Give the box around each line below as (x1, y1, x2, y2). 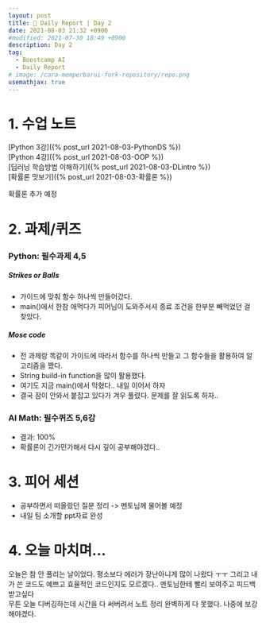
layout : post (8, 11, 52, 20)
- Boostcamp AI (15, 56, 66, 64)
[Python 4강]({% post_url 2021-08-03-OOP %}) (8, 153, 164, 162)
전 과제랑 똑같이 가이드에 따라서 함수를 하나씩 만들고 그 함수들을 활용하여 (19, 351, 245, 361)
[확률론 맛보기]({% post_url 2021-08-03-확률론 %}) (8, 172, 172, 182)
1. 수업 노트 (8, 114, 77, 133)
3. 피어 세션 (8, 473, 79, 491)
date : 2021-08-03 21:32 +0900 (8, 26, 109, 34)
